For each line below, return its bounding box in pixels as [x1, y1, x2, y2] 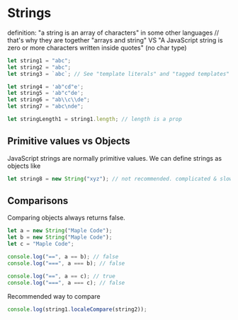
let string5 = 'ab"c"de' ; [7, 90, 84, 97]
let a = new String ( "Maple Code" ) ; [7, 227, 113, 234]
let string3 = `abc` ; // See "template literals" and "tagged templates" [7, 70, 230, 77]
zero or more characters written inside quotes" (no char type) [7, 43, 187, 52]
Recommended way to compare [7, 292, 101, 300]
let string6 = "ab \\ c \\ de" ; [7, 96, 91, 103]
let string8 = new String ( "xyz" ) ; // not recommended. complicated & [7, 175, 217, 182]
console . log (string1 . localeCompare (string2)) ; [7, 306, 147, 313]
